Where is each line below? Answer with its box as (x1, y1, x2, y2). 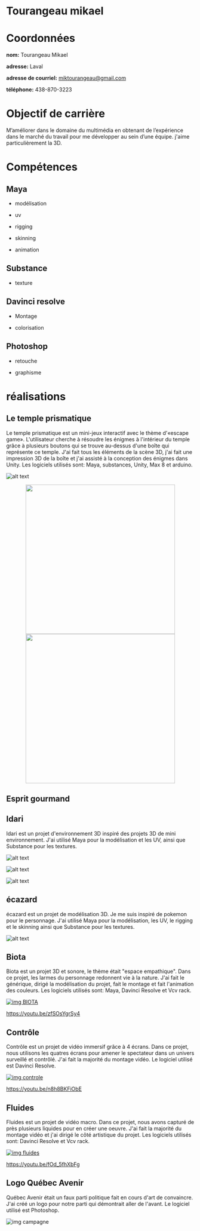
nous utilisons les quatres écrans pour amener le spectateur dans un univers (6, 1049, 195, 1057)
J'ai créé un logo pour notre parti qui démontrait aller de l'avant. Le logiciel (6, 1200, 190, 1207)
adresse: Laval (6, 63, 43, 70)
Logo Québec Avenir (6, 1178, 84, 1188)
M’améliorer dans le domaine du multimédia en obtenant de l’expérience (6, 127, 184, 134)
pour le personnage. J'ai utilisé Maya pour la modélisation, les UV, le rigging (6, 917, 193, 924)
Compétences (6, 160, 78, 174)
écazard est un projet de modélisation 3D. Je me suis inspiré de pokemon (6, 910, 187, 917)
